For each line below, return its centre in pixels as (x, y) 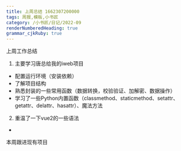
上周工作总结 (22, 51)
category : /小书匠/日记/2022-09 (44, 22)
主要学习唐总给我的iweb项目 (49, 64)
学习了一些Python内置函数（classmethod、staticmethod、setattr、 (96, 99)
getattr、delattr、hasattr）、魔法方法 (59, 106)
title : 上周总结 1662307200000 (43, 12)
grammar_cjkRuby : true (34, 34)
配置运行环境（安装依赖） (46, 76)
